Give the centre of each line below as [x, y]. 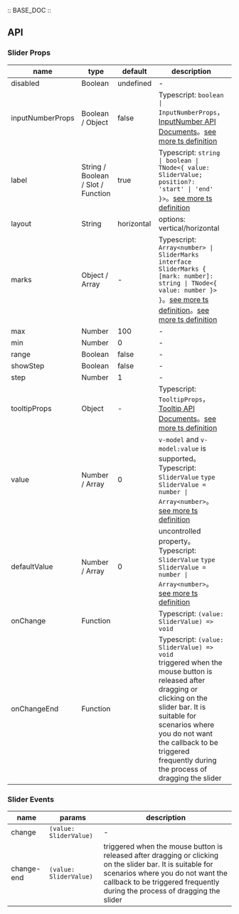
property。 [177, 541]
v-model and [179, 439]
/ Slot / [92, 184]
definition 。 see [184, 310]
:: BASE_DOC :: [30, 10]
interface [175, 262]
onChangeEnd [35, 709]
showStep [28, 365]
